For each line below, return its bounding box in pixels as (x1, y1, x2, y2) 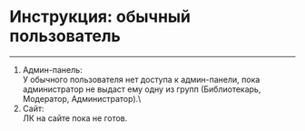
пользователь (9, 25, 121, 46)
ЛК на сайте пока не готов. (22, 112, 128, 124)
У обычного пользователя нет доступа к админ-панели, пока (22, 74, 261, 85)
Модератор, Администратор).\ (22, 93, 142, 104)
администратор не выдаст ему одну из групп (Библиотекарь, (22, 84, 261, 95)
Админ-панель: (22, 64, 84, 75)
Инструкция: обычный (9, 6, 192, 27)
